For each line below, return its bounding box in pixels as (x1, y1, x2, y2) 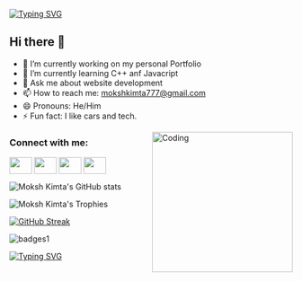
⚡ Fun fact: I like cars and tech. (22, 110, 138, 121)
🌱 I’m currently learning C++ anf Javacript (22, 67, 179, 78)
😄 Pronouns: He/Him (22, 100, 102, 111)
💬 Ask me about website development (22, 77, 164, 88)
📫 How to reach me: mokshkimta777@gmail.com (22, 87, 207, 98)
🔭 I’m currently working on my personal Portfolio (22, 58, 202, 69)
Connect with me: (9, 136, 89, 148)
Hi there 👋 (9, 34, 66, 49)
